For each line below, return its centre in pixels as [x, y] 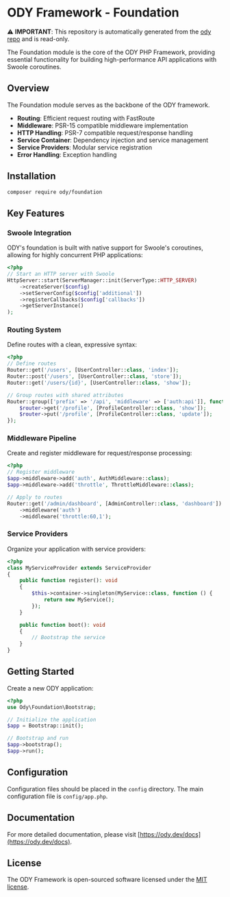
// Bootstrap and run [38, 739]
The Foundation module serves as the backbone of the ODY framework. [108, 105]
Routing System [34, 330]
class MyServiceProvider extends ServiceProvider [79, 568]
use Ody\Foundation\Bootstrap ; [52, 707]
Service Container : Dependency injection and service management [113, 140]
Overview [28, 88]
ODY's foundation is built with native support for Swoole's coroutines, [105, 248]
